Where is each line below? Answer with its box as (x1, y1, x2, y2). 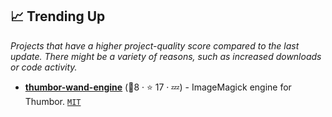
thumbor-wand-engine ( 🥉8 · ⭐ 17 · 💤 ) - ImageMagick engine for (24, 81, 292, 93)
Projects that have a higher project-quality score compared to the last (10, 39, 300, 52)
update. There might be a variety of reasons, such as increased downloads (10, 50, 322, 62)
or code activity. (10, 61, 78, 73)
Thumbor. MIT (24, 95, 82, 107)
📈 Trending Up (10, 8, 106, 25)
